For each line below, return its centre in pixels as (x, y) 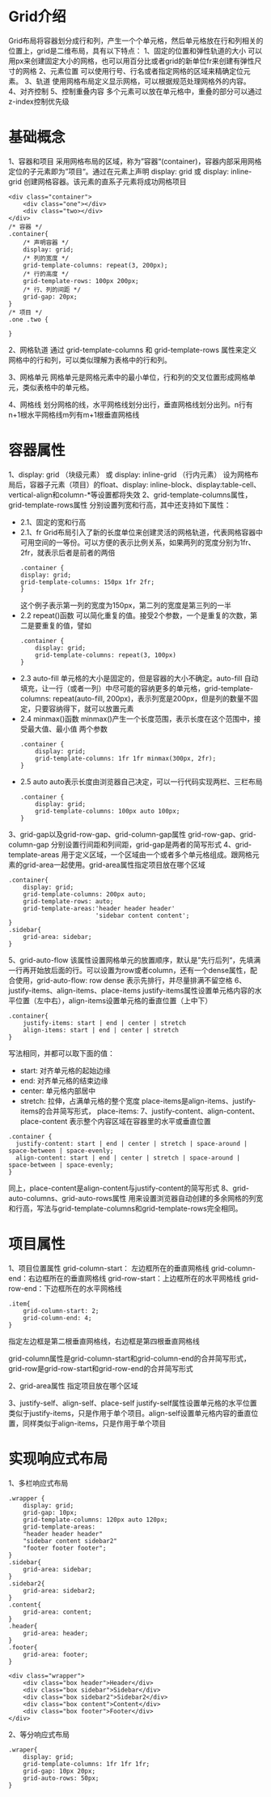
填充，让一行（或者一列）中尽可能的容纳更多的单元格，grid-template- (136, 688)
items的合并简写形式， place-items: (79, 1111)
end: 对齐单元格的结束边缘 (64, 1080)
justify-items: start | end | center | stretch (104, 1023)
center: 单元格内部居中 (58, 1091)
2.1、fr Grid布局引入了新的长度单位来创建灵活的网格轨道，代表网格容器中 (142, 532)
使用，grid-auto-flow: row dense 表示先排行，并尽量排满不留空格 (124, 980)
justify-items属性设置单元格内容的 (199, 990)
